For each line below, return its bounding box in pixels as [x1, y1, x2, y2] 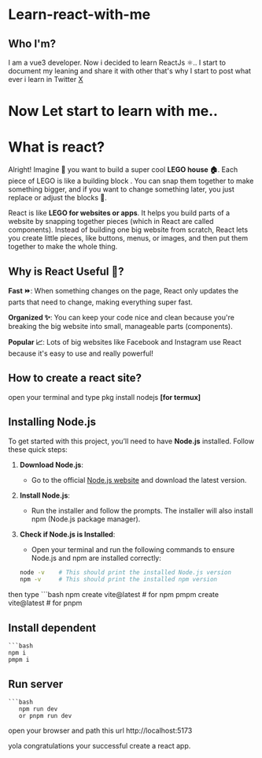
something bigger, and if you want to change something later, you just [8, 185, 234, 194]
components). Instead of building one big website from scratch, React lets [8, 225, 249, 234]
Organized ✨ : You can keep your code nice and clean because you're [8, 312, 234, 322]
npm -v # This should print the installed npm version [19, 576, 218, 584]
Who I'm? [8, 37, 57, 50]
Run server [8, 677, 64, 691]
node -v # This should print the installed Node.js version [19, 568, 232, 577]
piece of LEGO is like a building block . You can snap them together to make [8, 176, 254, 186]
